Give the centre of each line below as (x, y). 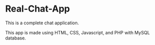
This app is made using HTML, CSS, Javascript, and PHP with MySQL (77, 32)
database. (16, 38)
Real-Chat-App (38, 9)
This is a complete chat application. (42, 23)
